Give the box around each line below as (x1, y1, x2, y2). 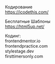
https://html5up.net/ (5, 24, 44, 29)
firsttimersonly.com (5, 53, 43, 59)
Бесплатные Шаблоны (5, 19, 51, 24)
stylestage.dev (5, 48, 34, 54)
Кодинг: (5, 33, 21, 38)
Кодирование (5, 4, 33, 10)
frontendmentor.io (5, 38, 41, 44)
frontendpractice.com (5, 43, 48, 49)
